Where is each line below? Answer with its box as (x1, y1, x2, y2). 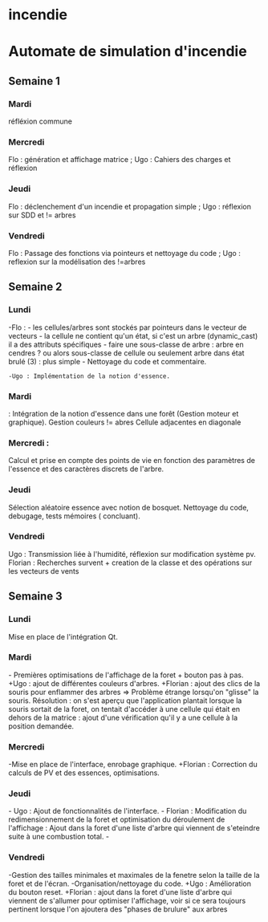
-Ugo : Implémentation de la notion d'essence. (8, 372, 171, 380)
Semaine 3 (8, 590, 63, 603)
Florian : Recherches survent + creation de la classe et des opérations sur (8, 558, 253, 567)
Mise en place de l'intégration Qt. (8, 632, 118, 641)
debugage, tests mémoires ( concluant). (8, 511, 140, 521)
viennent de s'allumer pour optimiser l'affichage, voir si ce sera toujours (8, 896, 246, 905)
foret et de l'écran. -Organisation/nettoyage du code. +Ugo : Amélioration (8, 879, 251, 888)
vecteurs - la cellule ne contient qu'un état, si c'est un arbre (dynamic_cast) (8, 331, 258, 340)
